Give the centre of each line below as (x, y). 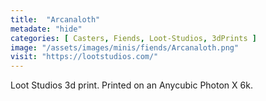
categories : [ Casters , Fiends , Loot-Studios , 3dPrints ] (133, 38)
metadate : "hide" (46, 29)
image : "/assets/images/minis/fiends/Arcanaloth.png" (125, 47)
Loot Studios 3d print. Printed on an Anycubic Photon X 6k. (131, 85)
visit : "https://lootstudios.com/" (84, 57)
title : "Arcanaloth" (55, 19)
